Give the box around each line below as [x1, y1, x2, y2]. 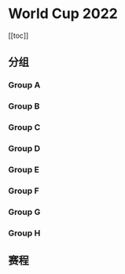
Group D [8, 143, 41, 154]
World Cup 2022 [8, 5, 118, 23]
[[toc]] [8, 31, 29, 40]
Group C [8, 122, 41, 133]
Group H [8, 228, 41, 239]
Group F [8, 185, 39, 196]
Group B [8, 101, 40, 112]
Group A [8, 80, 41, 91]
